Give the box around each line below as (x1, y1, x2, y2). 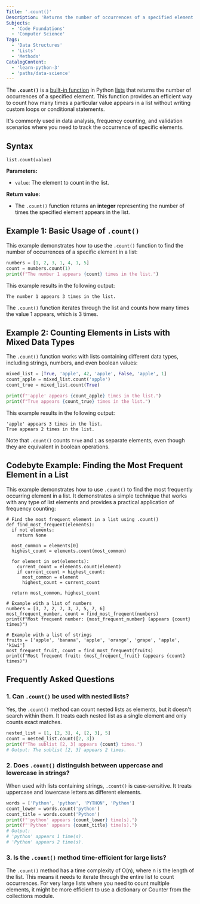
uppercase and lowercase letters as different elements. (6, 788, 142, 795)
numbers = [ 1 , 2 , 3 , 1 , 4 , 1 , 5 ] (6, 260, 90, 266)
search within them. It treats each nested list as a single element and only (6, 712, 187, 719)
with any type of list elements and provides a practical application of (6, 498, 174, 505)
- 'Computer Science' (11, 31, 66, 37)
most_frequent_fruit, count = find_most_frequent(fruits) (6, 647, 153, 653)
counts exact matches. (6, 719, 63, 726)
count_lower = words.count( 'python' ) (6, 806, 100, 812)
